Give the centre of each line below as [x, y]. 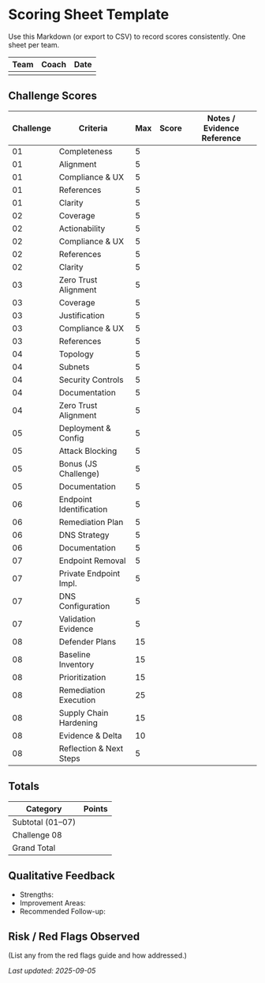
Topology [77, 354]
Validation [77, 618]
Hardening [78, 723]
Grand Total [34, 848]
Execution [77, 700]
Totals [24, 786]
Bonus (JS [78, 463]
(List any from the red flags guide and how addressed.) [98, 955]
